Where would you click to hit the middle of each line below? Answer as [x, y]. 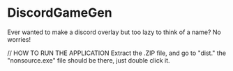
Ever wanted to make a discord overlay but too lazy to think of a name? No [114, 32]
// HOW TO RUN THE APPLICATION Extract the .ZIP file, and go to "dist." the [117, 53]
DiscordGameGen [60, 13]
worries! [19, 39]
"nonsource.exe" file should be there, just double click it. [89, 60]
